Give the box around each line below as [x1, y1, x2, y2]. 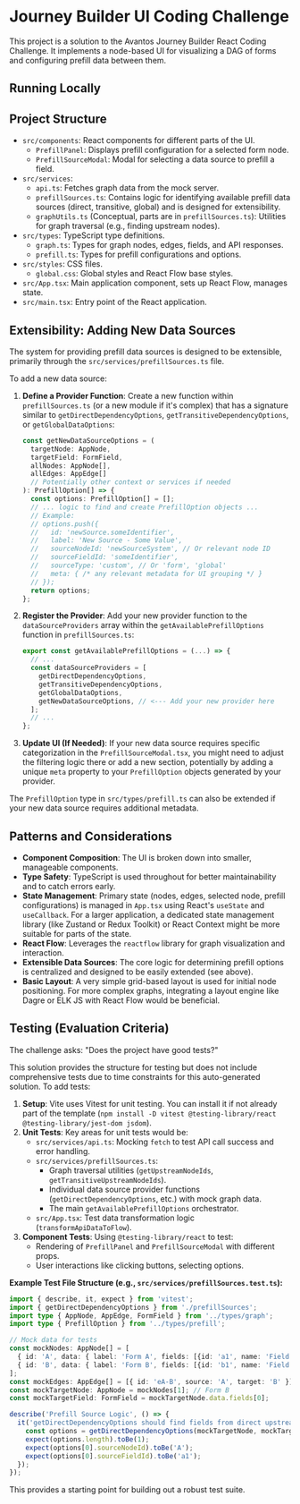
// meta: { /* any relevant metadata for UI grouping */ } [30, 569, 263, 578]
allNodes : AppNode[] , [30, 461, 112, 471]
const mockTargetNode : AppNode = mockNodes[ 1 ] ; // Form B [9, 1385, 229, 1395]
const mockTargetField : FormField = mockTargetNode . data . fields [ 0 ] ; [9, 1394, 270, 1403]
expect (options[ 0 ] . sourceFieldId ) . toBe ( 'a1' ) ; [25, 1451, 202, 1460]
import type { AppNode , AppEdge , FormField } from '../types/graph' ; [9, 1311, 274, 1321]
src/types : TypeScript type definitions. [21, 230, 165, 241]
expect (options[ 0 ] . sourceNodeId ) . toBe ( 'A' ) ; [25, 1443, 194, 1452]
